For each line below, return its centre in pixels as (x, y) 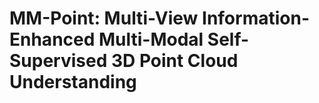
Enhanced (52, 39)
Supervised (58, 61)
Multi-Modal (151, 39)
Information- (256, 18)
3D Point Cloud (174, 61)
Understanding (73, 82)
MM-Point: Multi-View (104, 18)
